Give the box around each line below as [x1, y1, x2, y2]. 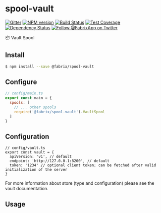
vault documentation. [5, 186, 49, 192]
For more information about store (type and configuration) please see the [5, 180, 155, 186]
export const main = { [5, 95, 52, 101]
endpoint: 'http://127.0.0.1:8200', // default [9, 158, 110, 164]
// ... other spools [14, 105, 56, 110]
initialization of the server [5, 167, 68, 172]
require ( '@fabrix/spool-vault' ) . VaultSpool [14, 109, 106, 114]
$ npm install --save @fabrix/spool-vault [5, 64, 94, 69]
